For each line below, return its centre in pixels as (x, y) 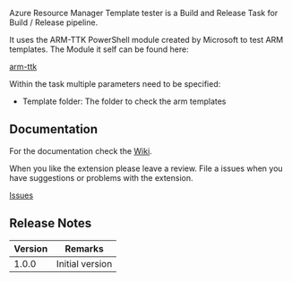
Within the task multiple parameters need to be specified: (115, 84)
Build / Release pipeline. (54, 22)
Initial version (85, 263)
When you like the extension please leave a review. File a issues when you (146, 168)
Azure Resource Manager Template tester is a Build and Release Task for (144, 13)
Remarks (85, 248)
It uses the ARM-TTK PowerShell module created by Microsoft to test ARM (146, 40)
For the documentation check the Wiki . (81, 150)
